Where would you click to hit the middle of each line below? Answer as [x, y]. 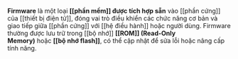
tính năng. [22, 48]
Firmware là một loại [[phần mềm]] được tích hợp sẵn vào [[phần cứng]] [114, 11]
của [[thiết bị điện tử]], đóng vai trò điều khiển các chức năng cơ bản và [113, 18]
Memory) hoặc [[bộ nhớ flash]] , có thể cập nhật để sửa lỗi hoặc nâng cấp [116, 41]
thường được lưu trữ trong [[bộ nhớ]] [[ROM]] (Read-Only [92, 33]
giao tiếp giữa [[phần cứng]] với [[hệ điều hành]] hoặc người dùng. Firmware [119, 26]
